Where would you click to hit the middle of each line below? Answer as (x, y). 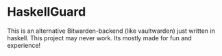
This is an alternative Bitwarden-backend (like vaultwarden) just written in (111, 31)
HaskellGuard (47, 12)
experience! (24, 45)
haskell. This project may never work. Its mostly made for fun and (99, 38)
